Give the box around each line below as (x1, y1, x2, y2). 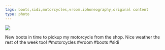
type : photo (5, 12, 30, 17)
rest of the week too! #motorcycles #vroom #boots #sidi (5, 39, 119, 45)
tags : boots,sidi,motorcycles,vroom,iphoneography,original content (5, 7, 149, 12)
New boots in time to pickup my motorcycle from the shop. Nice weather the (5, 34, 160, 40)
